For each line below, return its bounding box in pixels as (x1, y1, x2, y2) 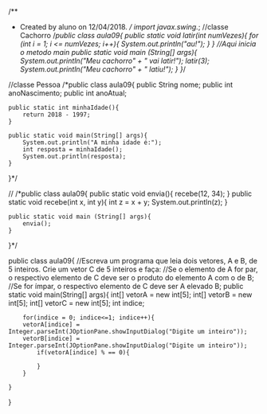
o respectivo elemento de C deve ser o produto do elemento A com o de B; (8, 273, 255, 282)
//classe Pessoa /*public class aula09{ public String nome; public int (8, 80, 234, 89)
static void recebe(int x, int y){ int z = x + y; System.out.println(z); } (8, 197, 228, 206)
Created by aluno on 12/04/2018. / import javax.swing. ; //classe (19, 22, 229, 31)
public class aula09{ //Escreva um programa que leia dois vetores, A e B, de (8, 256, 257, 265)
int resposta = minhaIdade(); (22, 146, 124, 154)
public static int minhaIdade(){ (8, 103, 120, 111)
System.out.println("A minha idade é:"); (22, 139, 162, 146)
